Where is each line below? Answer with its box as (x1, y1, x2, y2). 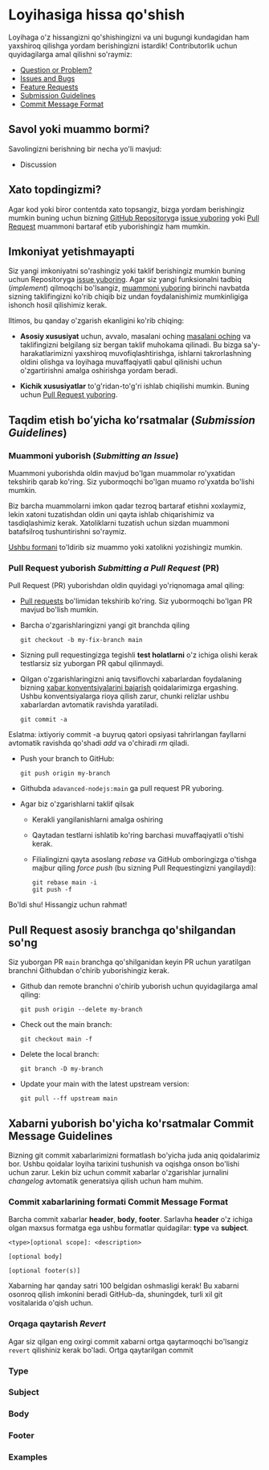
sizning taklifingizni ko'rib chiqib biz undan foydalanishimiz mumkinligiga (8, 292, 249, 301)
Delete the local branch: (19, 1050, 100, 1059)
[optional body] (8, 1253, 63, 1261)
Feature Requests (19, 82, 79, 92)
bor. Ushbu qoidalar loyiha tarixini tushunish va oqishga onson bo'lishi (8, 1158, 239, 1169)
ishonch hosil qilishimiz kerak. (8, 300, 108, 310)
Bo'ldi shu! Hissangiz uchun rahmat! (8, 900, 128, 909)
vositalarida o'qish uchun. (8, 1298, 94, 1308)
